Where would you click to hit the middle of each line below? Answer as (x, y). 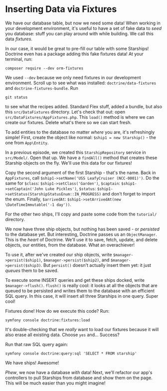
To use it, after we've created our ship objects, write (59, 254)
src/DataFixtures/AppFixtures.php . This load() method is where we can (80, 117)
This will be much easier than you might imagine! (55, 383)
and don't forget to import (129, 194)
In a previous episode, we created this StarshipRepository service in (76, 152)
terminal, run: (19, 59)
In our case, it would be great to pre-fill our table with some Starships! (77, 48)
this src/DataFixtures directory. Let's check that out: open (65, 112)
